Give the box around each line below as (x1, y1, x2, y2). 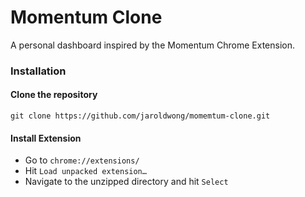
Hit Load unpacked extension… (24, 165, 147, 177)
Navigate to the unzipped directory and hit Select (24, 176, 229, 188)
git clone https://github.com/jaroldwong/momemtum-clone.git (10, 111, 271, 121)
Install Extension (10, 132, 82, 144)
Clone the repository (10, 89, 98, 101)
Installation (10, 64, 67, 78)
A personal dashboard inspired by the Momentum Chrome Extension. (10, 39, 296, 51)
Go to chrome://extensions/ (24, 154, 140, 166)
